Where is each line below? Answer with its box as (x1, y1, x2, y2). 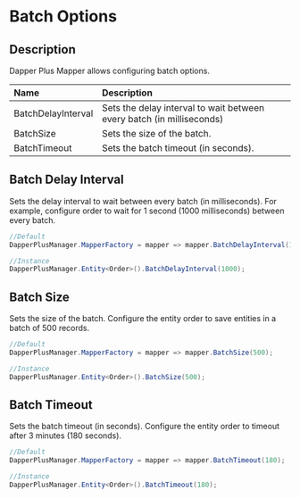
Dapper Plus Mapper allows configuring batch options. (9, 65, 210, 76)
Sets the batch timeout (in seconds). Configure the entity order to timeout (9, 421, 279, 432)
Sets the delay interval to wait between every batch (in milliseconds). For (9, 195, 277, 206)
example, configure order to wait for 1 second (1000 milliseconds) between (9, 205, 285, 216)
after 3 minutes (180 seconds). (9, 430, 122, 441)
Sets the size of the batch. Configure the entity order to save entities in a (9, 313, 277, 324)
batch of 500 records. (9, 323, 90, 334)
